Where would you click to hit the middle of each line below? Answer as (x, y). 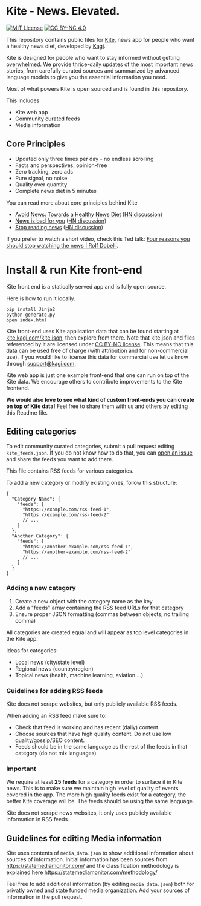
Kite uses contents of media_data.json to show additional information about (100, 853)
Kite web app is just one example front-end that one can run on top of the (98, 375)
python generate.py (31, 315)
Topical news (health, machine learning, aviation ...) (79, 675)
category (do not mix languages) (56, 753)
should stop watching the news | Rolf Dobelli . (62, 245)
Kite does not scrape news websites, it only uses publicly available (89, 813)
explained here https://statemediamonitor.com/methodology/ (82, 872)
